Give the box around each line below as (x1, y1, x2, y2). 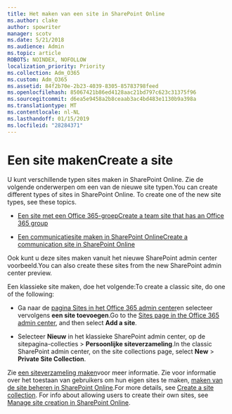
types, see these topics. (7, 198, 77, 207)
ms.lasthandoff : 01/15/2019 (7, 115, 90, 122)
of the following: (7, 290, 55, 298)
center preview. (7, 269, 53, 277)
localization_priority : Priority (7, 63, 105, 70)
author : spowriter (7, 23, 61, 30)
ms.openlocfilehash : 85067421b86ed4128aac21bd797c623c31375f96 (7, 89, 197, 96)
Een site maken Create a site (7, 152, 174, 168)
